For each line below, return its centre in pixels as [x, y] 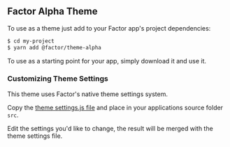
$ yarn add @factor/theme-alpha [54, 47]
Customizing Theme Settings [58, 79]
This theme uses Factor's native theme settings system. [88, 94]
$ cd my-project [31, 41]
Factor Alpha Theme [52, 11]
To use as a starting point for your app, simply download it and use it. [107, 61]
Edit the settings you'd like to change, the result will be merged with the [110, 128]
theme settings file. [35, 136]
